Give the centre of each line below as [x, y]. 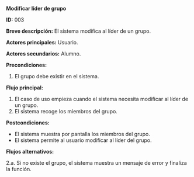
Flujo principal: [25, 88]
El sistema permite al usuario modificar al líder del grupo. [83, 140]
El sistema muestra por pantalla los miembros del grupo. [82, 134]
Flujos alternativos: [30, 152]
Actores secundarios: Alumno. [44, 54]
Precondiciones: [27, 65]
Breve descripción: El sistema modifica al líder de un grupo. [78, 31]
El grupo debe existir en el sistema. [57, 76]
